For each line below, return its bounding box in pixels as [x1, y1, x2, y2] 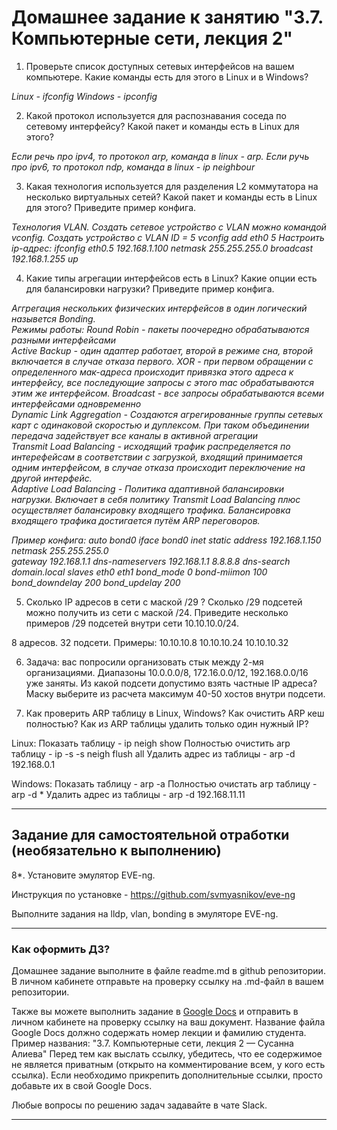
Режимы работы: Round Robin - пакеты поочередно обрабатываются [11, 323, 310, 335]
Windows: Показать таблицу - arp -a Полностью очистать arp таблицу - [11, 777, 318, 790]
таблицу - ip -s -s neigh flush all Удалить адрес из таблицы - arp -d [11, 747, 296, 760]
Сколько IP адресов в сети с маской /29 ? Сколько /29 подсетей [25, 596, 303, 608]
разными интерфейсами [11, 334, 117, 346]
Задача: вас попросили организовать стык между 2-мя [25, 656, 264, 668]
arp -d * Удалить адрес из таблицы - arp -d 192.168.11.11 [11, 788, 246, 800]
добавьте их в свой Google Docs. [11, 1080, 153, 1092]
